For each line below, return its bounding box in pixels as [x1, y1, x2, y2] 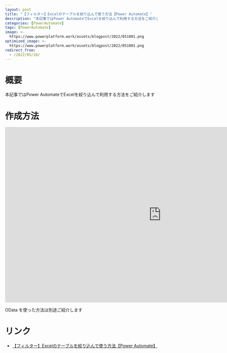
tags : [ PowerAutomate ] [5, 25, 51, 30]
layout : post [5, 7, 32, 12]
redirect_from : [5, 48, 36, 52]
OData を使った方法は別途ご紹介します [5, 307, 83, 313]
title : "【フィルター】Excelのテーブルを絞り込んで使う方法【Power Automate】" [5, 12, 152, 17]
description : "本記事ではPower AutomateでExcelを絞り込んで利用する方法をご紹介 [5, 16, 156, 21]
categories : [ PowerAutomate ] [5, 20, 64, 26]
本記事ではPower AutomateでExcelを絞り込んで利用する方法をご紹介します [5, 92, 155, 98]
